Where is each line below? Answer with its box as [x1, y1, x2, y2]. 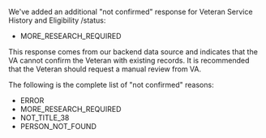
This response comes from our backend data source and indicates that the [8, 47, 258, 56]
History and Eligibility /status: [8, 15, 106, 25]
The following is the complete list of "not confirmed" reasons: [8, 80, 214, 89]
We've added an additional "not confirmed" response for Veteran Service [8, 7, 253, 16]
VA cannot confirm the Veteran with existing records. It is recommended [8, 56, 250, 65]
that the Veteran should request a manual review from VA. [8, 64, 201, 74]
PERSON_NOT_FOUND [19, 122, 97, 131]
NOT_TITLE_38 [19, 113, 70, 123]
